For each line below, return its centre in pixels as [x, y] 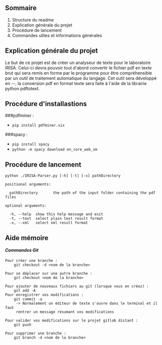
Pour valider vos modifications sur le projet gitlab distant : [72, 320]
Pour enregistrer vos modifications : [44, 295]
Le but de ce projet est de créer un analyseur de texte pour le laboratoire [78, 63]
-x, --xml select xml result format [49, 223]
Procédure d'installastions [46, 104]
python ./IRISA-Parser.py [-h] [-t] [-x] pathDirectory [63, 176]
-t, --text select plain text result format [56, 219]
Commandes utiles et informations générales [57, 35]
